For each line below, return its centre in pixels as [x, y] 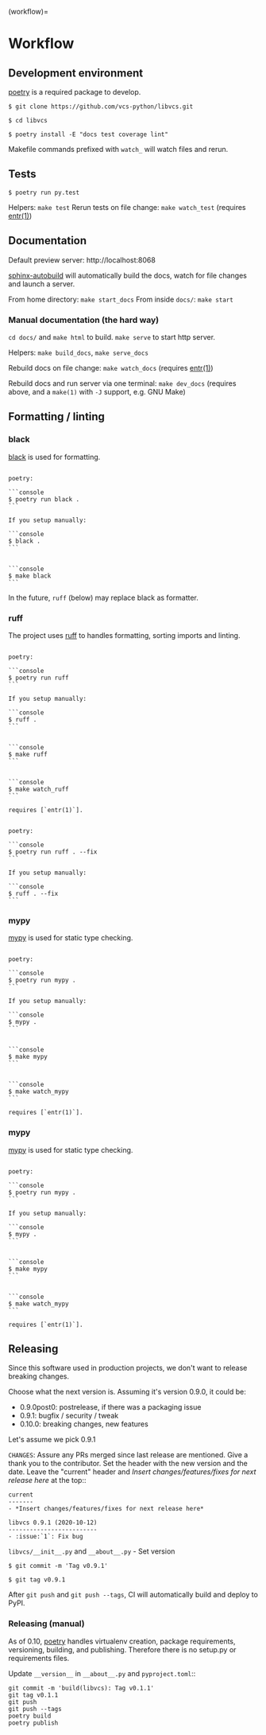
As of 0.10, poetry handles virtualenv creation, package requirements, [122, 1641]
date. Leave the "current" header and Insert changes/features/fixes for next [132, 1472]
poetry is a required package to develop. [75, 92]
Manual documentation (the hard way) [84, 320]
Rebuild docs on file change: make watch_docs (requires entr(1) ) [111, 368]
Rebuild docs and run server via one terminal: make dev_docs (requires [122, 383]
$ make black [30, 576]
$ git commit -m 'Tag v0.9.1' [58, 1566]
